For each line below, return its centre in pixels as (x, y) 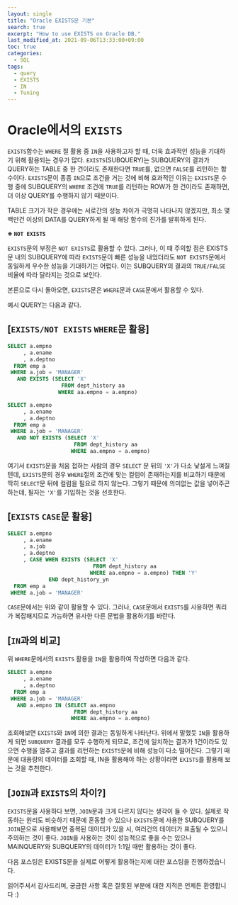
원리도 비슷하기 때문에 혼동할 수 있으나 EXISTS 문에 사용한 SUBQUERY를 (125, 820)
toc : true (22, 47)
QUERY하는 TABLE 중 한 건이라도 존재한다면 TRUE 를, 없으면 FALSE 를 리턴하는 (113, 169)
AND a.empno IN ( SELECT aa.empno (66, 705)
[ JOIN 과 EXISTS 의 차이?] (57, 793)
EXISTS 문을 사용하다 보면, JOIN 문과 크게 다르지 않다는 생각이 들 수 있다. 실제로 (114, 811)
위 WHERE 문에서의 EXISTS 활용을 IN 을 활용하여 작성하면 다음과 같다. (98, 659)
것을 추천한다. (34, 768)
